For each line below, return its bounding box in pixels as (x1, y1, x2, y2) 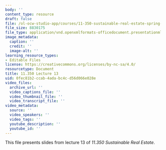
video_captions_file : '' (9, 90, 61, 94)
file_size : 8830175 (5, 26, 45, 30)
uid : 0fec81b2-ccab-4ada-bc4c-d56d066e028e (5, 76, 96, 81)
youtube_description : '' (9, 121, 61, 126)
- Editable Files (5, 58, 41, 62)
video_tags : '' (9, 117, 41, 122)
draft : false (5, 16, 32, 21)
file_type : (5, 30, 28, 35)
